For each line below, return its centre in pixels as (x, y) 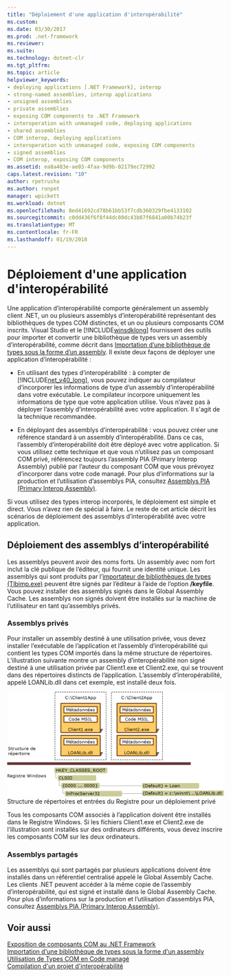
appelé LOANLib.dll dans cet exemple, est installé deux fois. (92, 682)
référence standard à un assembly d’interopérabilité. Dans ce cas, (110, 437)
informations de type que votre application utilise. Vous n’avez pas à (114, 402)
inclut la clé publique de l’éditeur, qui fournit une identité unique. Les (104, 569)
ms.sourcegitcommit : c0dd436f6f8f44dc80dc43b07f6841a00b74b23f (100, 218)
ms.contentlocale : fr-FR (43, 233)
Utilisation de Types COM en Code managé (68, 959)
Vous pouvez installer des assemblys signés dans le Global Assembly (106, 591)
